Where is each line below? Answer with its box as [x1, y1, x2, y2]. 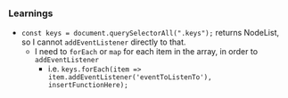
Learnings [8, 7, 53, 20]
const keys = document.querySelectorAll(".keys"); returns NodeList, [21, 28, 280, 38]
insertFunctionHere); [47, 81, 128, 90]
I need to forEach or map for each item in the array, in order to [34, 46, 259, 57]
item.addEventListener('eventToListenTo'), [47, 73, 212, 82]
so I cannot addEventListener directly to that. [21, 37, 186, 47]
